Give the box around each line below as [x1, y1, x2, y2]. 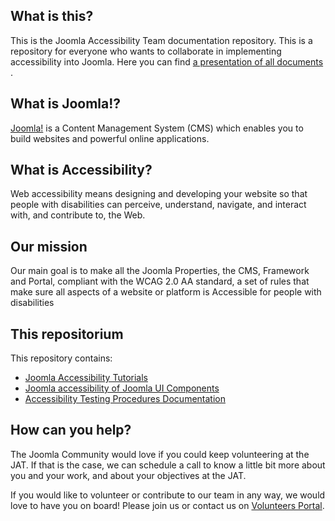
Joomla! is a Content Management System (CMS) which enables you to [10, 122, 304, 134]
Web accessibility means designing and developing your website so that [10, 188, 308, 200]
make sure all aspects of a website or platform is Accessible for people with [10, 286, 322, 298]
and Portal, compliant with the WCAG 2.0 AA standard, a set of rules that [10, 275, 310, 288]
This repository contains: [10, 352, 113, 364]
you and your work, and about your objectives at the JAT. [10, 469, 247, 481]
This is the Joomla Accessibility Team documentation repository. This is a [10, 34, 313, 46]
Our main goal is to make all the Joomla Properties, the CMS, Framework [10, 265, 310, 277]
